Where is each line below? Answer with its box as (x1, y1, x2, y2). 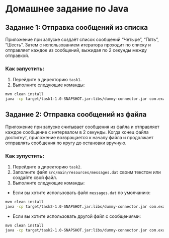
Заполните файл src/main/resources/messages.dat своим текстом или (12, 169, 161, 175)
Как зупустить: (5, 152, 44, 159)
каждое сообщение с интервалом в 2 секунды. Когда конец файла (5, 129, 149, 135)
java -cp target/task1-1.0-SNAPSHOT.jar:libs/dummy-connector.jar (5, 96, 147, 101)
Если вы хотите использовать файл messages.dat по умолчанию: (12, 190, 151, 196)
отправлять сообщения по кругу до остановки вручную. (5, 140, 127, 146)
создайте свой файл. (12, 174, 57, 181)
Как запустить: (5, 65, 44, 72)
